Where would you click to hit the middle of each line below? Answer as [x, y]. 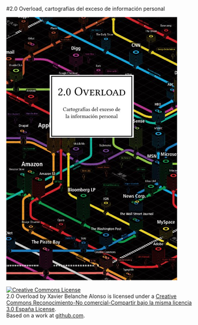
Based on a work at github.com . [46, 315]
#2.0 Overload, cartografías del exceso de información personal [86, 9]
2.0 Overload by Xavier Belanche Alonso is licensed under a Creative [91, 296]
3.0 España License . [31, 309]
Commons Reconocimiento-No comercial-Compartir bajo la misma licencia [99, 303]
